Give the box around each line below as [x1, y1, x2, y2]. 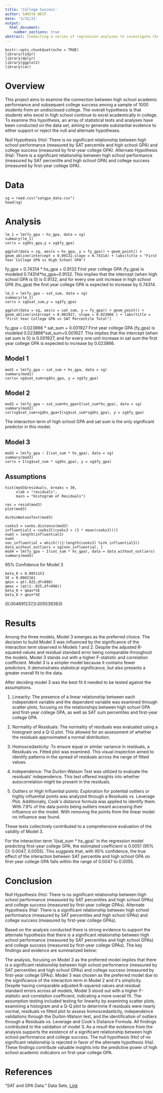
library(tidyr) [5, 51, 36, 56]
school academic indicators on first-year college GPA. [5, 1049, 113, 1055]
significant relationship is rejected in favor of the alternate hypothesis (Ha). [5, 1039, 155, 1045]
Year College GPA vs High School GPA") [5, 258, 86, 262]
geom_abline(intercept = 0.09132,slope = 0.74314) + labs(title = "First [5, 253, 158, 258]
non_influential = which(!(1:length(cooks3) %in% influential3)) [5, 540, 140, 545]
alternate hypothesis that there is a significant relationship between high [5, 932, 149, 938]
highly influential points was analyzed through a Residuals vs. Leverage [12, 793, 155, 799]
